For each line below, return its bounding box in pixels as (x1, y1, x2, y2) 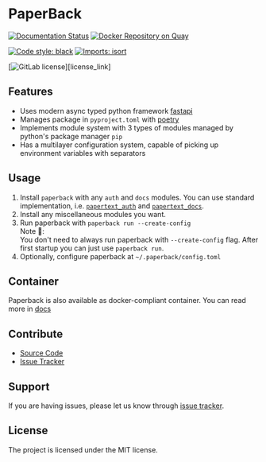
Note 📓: (19, 226, 45, 235)
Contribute (8, 327, 64, 340)
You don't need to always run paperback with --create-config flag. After (19, 235, 259, 244)
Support (8, 379, 50, 394)
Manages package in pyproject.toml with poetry (19, 115, 179, 124)
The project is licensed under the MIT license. (8, 445, 159, 454)
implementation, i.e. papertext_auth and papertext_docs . (19, 200, 205, 211)
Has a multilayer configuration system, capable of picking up (19, 140, 219, 149)
